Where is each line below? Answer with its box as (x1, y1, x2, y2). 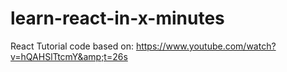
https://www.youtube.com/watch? (135, 40, 277, 52)
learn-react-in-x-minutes (10, 7, 225, 30)
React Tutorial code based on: (10, 40, 134, 52)
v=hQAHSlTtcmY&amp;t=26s (10, 50, 128, 62)
